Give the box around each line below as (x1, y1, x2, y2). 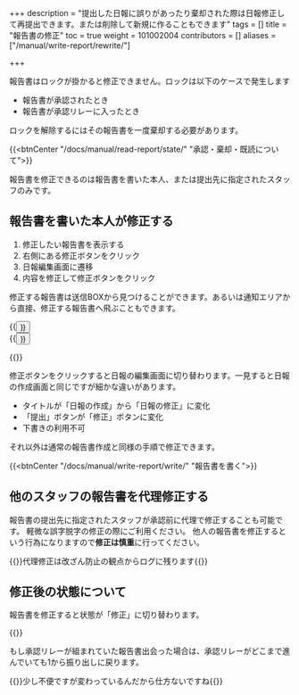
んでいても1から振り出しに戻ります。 (9, 657, 145, 667)
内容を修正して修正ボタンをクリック (21, 272, 156, 283)
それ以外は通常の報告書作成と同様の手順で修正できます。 (9, 441, 220, 452)
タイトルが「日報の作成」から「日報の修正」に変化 (21, 400, 211, 410)
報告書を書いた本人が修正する (9, 213, 174, 229)
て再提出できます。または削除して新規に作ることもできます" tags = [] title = (9, 19, 287, 29)
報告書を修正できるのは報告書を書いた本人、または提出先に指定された (9, 174, 268, 185)
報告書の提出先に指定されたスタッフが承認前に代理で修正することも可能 (9, 514, 275, 525)
